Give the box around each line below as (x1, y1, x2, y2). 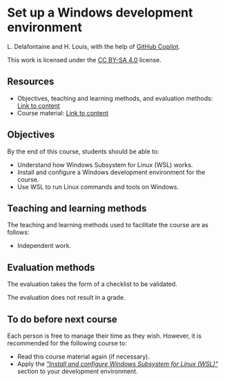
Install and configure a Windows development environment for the (17, 168, 206, 176)
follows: (7, 228, 30, 236)
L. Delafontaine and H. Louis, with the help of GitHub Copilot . (7, 42, 181, 50)
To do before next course (7, 313, 117, 325)
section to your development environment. (17, 367, 138, 375)
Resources (7, 76, 55, 88)
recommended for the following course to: (7, 339, 128, 347)
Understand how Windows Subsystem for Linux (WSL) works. (17, 160, 193, 169)
